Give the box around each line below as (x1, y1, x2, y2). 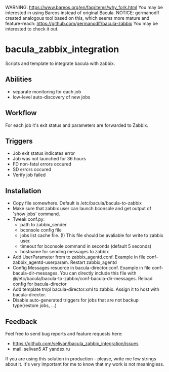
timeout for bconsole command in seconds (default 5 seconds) (20, 243, 152, 249)
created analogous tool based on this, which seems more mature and (5, 15, 150, 21)
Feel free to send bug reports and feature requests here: (5, 331, 123, 336)
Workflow (5, 109, 37, 117)
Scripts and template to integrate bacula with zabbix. (5, 60, 115, 66)
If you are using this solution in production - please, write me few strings (5, 356, 156, 362)
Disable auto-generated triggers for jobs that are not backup (12, 297, 139, 303)
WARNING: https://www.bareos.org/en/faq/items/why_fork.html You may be (5, 5, 163, 10)
